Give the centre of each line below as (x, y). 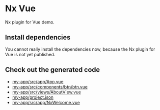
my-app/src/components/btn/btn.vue (50, 87)
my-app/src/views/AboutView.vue (46, 92)
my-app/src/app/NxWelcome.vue (46, 102)
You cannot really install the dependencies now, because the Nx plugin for (80, 49)
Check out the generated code (53, 70)
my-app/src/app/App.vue (38, 82)
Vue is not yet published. (30, 54)
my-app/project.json (33, 97)
